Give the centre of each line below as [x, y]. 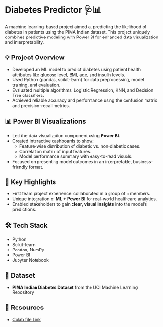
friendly [20, 167]
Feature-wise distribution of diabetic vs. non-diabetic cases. [80, 146]
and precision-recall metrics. [41, 105]
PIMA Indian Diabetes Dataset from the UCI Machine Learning [75, 287]
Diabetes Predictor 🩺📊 [53, 10]
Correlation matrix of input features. [55, 151]
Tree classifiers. [28, 95]
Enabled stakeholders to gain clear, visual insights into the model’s [80, 204]
